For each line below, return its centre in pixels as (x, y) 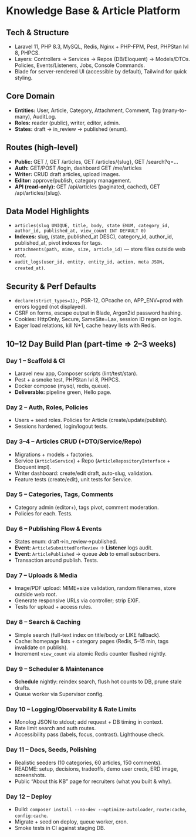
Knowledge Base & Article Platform (93, 11)
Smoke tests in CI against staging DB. (60, 828)
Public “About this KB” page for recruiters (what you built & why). (93, 781)
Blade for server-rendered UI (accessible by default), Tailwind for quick (101, 71)
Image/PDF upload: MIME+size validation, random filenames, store (95, 588)
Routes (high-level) (42, 148)
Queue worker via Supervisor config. (59, 694)
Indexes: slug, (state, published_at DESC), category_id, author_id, (94, 237)
